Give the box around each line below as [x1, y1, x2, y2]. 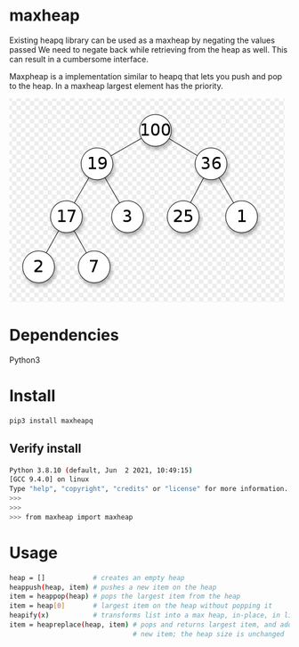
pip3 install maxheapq [9, 416, 93, 425]
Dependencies [9, 325, 119, 346]
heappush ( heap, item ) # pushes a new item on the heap [9, 583, 217, 592]
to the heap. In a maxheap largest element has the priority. [9, 80, 224, 91]
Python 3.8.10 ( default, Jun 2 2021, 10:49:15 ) [9, 465, 193, 475]
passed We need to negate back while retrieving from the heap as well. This [9, 44, 287, 54]
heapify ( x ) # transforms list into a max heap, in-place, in [9, 611, 280, 620]
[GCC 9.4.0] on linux [9, 475, 90, 484]
